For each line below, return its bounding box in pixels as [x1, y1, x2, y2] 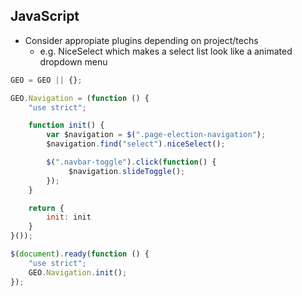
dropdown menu [39, 55, 108, 68]
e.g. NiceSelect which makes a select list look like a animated [39, 45, 293, 57]
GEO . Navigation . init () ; [28, 267, 128, 278]
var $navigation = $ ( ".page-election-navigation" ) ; [46, 130, 267, 140]
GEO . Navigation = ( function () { [10, 93, 150, 103]
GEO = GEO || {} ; [10, 75, 83, 85]
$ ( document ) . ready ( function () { [10, 249, 150, 259]
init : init [46, 212, 92, 223]
